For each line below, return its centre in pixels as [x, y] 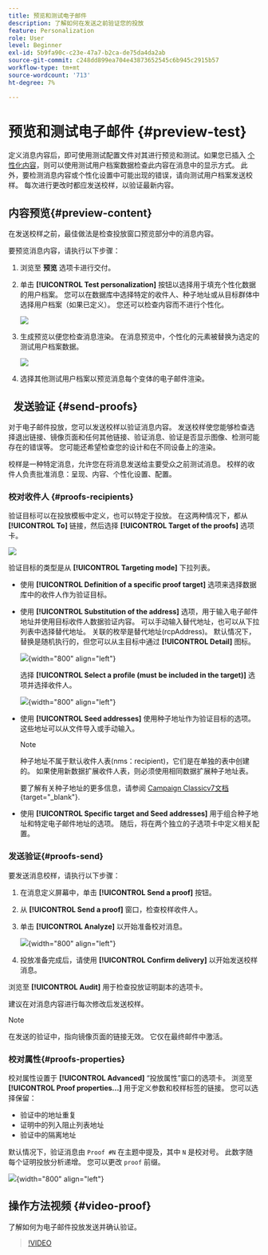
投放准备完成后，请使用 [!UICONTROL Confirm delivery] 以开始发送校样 [139, 960]
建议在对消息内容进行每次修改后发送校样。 [78, 1004]
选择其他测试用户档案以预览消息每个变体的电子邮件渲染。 [114, 379]
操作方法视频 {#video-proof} [80, 1206]
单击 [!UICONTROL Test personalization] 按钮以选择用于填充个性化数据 [138, 285]
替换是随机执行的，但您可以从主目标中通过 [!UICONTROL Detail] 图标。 [137, 641]
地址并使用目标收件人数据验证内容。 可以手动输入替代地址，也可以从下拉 [140, 622]
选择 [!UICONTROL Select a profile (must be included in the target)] [133, 675]
